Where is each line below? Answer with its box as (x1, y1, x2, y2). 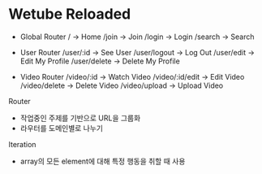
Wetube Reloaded (8, 5, 131, 24)
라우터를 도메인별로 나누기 (19, 123, 104, 133)
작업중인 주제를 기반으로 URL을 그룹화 (19, 113, 141, 123)
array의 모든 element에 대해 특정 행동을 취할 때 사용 (19, 156, 186, 166)
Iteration (8, 139, 37, 149)
